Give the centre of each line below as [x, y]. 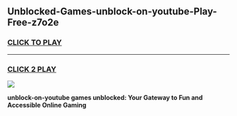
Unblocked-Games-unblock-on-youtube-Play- [112, 12]
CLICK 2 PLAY [32, 69]
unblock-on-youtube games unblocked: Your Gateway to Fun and [105, 97]
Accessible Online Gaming [47, 105]
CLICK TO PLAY [35, 43]
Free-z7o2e [33, 23]
